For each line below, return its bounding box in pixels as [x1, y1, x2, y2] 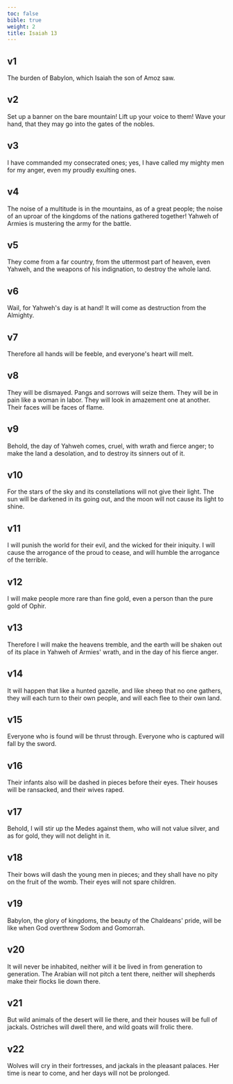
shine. [7, 502, 25, 511]
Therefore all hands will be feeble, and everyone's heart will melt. [7, 349, 194, 358]
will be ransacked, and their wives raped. [7, 786, 125, 794]
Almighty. [7, 311, 35, 320]
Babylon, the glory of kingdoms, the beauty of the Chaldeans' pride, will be [7, 916, 222, 925]
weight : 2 [7, 23, 36, 30]
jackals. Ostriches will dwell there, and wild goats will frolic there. [7, 1023, 193, 1031]
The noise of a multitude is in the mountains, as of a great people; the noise [7, 204, 223, 213]
